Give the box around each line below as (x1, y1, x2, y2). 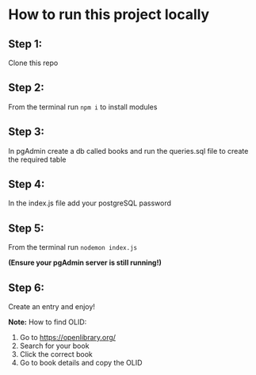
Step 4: (8, 178, 45, 191)
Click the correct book (19, 350, 94, 359)
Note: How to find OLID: (8, 317, 87, 327)
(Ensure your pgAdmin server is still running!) (8, 258, 162, 267)
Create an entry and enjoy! (8, 302, 95, 312)
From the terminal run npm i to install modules (8, 101, 158, 112)
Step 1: (8, 37, 43, 51)
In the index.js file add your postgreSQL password (8, 198, 172, 208)
